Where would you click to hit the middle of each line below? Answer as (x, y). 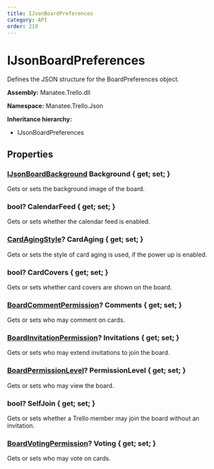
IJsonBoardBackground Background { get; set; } (89, 174)
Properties (30, 154)
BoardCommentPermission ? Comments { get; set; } (95, 305)
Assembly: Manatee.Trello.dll (49, 93)
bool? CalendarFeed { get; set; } (61, 206)
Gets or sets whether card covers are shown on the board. (90, 287)
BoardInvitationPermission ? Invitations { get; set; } (93, 338)
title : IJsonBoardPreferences (50, 13)
